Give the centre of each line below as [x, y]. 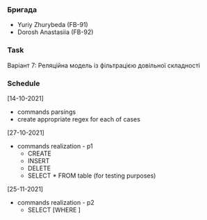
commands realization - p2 [56, 202]
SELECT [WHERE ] [54, 210]
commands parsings [47, 112]
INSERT [39, 160]
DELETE [39, 168]
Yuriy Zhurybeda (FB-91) [52, 25]
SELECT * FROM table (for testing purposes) [92, 176]
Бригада [22, 10]
